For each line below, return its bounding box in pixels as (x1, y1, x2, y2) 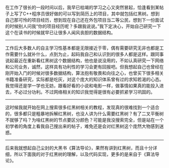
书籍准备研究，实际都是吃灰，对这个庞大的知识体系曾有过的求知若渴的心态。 (5, 76, 164, 82)
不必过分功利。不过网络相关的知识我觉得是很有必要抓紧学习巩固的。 (14, 89, 155, 95)
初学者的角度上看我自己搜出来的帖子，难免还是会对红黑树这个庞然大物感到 (5, 123, 159, 129)
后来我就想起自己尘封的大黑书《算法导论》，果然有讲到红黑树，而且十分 (5, 145, 153, 151)
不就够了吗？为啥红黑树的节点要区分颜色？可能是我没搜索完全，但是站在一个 (5, 117, 164, 123)
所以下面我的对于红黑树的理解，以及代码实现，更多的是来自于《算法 (14, 151, 155, 157)
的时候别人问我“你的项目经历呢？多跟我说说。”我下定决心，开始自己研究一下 (5, 23, 161, 29)
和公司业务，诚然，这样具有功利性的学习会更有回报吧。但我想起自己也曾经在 (5, 64, 164, 69)
